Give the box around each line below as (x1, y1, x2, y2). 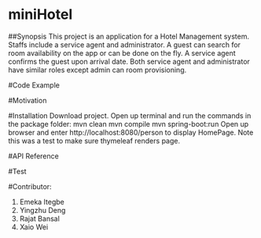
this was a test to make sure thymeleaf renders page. (8, 136, 181, 145)
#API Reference (8, 151, 59, 161)
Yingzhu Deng (19, 205, 66, 214)
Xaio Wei (19, 222, 49, 232)
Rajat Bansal (19, 214, 61, 223)
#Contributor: (8, 181, 53, 191)
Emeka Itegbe (19, 197, 65, 206)
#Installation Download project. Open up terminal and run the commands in (8, 110, 252, 120)
